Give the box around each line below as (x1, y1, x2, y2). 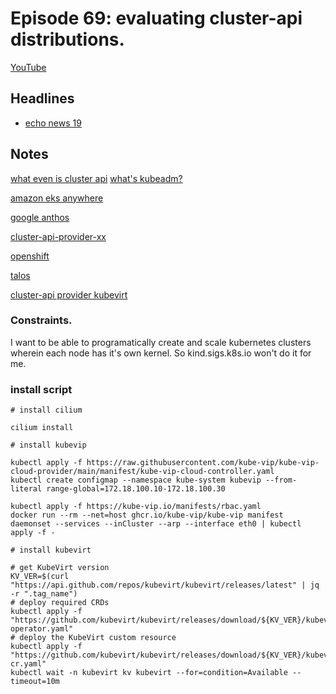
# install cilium (10, 405, 83, 416)
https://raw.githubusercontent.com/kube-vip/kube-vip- (86, 458, 320, 468)
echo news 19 (24, 117, 82, 129)
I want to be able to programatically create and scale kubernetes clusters (10, 336, 312, 348)
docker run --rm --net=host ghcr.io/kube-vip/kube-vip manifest (10, 510, 284, 521)
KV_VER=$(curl (10, 572, 70, 582)
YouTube (10, 61, 47, 73)
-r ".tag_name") (10, 589, 78, 599)
